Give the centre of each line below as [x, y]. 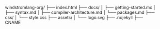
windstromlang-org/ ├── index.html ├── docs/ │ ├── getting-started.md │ [81, 7]
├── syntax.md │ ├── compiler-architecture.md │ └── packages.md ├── [80, 12]
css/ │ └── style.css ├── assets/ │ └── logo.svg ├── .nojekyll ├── [74, 17]
